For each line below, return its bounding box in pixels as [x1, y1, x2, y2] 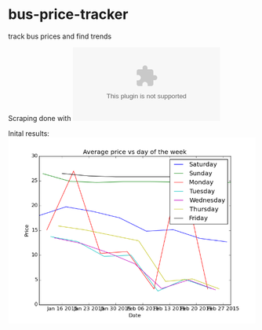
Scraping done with [8, 113, 71, 123]
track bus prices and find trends [8, 31, 112, 41]
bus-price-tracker [8, 5, 129, 24]
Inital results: [8, 128, 49, 138]
